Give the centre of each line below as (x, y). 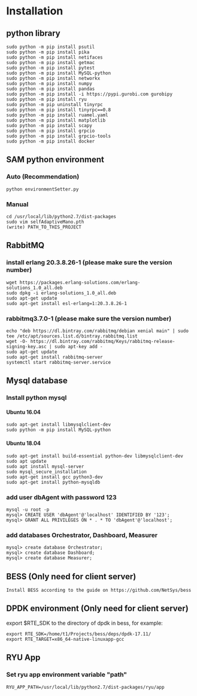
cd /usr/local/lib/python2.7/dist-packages (61, 216)
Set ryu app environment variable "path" (67, 674)
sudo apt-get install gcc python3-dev (54, 477)
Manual (17, 204)
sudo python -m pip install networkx (53, 79)
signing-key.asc (26, 347)
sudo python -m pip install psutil (51, 47)
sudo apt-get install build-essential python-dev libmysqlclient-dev (95, 456)
